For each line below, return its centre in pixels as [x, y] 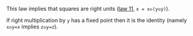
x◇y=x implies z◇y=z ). [32, 27]
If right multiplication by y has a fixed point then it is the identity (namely [97, 20]
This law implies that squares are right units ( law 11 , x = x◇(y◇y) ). [88, 9]
